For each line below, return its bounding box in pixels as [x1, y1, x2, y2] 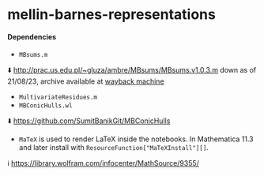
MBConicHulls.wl [18, 102, 73, 110]
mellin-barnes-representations [7, 6, 217, 24]
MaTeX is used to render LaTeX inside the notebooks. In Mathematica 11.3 [18, 134, 254, 144]
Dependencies [7, 32, 57, 41]
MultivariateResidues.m [18, 93, 98, 102]
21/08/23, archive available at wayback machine [7, 77, 164, 86]
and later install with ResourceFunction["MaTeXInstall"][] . [18, 143, 209, 152]
